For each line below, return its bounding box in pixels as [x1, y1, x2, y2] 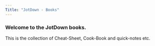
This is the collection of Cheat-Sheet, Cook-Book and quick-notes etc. [5, 35, 150, 41]
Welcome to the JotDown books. [5, 23, 86, 30]
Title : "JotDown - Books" [5, 7, 59, 12]
